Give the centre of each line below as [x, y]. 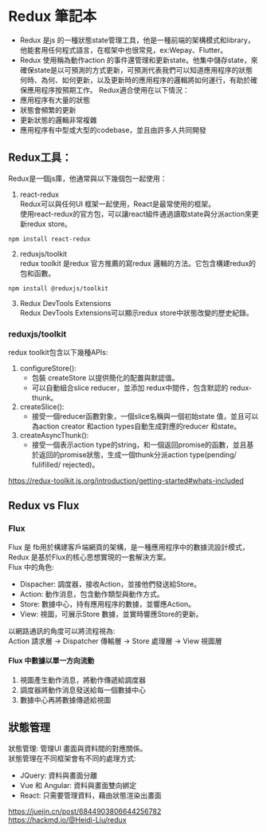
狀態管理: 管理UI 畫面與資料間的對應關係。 [78, 748]
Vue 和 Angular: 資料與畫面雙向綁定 [78, 785]
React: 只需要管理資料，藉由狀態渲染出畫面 [90, 795]
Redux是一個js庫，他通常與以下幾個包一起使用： [88, 178]
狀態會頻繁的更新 [48, 109]
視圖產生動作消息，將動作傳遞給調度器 [82, 679]
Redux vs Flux [44, 506]
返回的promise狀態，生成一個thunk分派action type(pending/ [137, 455]
